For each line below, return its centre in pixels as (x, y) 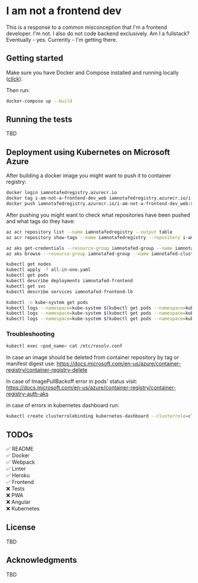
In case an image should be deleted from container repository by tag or (93, 358)
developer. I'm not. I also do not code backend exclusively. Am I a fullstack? (98, 33)
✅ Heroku (18, 475)
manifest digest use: (31, 363)
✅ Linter (16, 469)
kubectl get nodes (29, 264)
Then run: (18, 90)
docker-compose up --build (39, 101)
